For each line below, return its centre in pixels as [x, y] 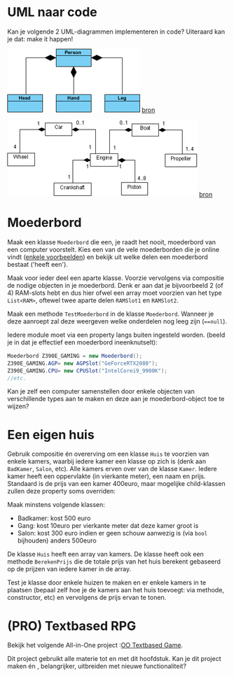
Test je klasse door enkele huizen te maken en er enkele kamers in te [107, 582]
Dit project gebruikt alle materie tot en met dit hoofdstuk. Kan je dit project [114, 659]
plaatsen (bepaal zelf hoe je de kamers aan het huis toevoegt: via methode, [116, 590]
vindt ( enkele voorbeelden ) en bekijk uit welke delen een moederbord [108, 257]
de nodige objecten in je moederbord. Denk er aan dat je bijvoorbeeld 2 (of [115, 285]
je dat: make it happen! [40, 39]
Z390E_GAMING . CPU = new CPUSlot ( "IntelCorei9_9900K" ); [88, 371]
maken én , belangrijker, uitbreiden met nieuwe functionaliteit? [97, 666]
